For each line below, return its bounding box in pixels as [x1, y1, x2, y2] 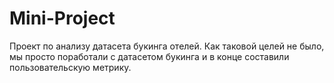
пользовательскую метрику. [9, 61, 132, 73]
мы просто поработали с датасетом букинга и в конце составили [9, 50, 290, 62]
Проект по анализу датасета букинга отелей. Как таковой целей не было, [9, 40, 325, 52]
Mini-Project [9, 7, 116, 30]
